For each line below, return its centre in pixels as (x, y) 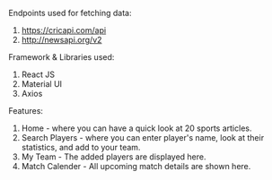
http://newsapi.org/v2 (61, 40)
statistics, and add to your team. (81, 147)
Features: (26, 111)
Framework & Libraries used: (61, 57)
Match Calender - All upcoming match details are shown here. (136, 166)
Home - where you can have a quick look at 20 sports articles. (136, 128)
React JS (38, 74)
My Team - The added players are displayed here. (114, 157)
